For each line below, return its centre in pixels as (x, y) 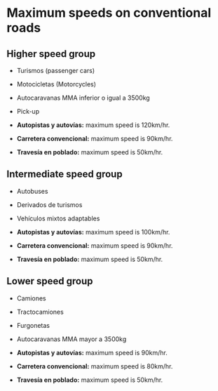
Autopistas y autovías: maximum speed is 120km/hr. (93, 125)
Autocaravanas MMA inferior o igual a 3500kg (83, 98)
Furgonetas (33, 325)
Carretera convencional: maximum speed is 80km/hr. (95, 366)
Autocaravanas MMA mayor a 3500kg (71, 339)
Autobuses (32, 191)
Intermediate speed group (65, 174)
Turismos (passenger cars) (56, 71)
